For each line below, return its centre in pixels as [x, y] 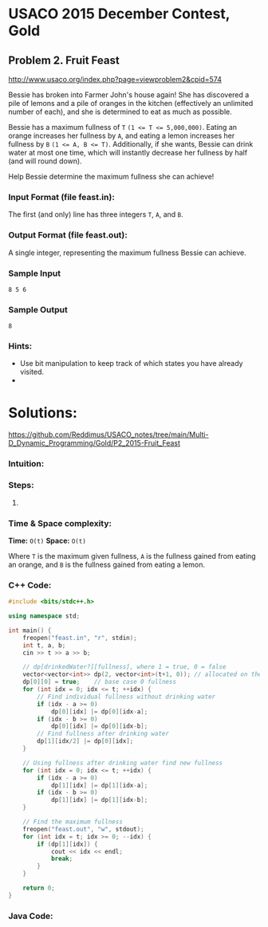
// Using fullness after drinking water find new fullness [123, 763]
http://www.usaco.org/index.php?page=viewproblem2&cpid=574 [115, 79]
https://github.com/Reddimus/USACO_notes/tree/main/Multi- [108, 434]
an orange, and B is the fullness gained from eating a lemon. [107, 564]
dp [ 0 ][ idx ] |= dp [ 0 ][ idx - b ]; [99, 726]
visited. [32, 372]
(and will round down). [45, 161]
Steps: [21, 485]
